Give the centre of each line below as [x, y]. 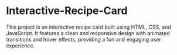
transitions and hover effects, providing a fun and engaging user [84, 39]
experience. [21, 46]
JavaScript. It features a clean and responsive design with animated [88, 33]
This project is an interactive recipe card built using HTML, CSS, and [88, 27]
